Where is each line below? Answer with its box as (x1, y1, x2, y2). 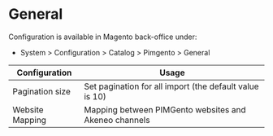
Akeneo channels (84, 114, 150, 125)
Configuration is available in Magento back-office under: (8, 32, 197, 42)
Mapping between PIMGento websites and (84, 103, 246, 115)
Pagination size (12, 86, 71, 97)
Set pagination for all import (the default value (84, 81, 259, 92)
